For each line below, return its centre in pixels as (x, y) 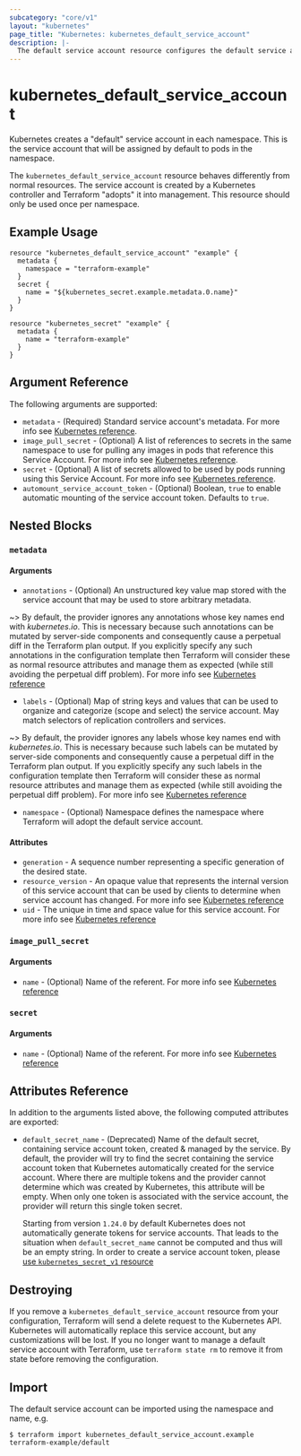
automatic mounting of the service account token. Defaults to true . (146, 498)
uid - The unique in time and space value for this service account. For (151, 910)
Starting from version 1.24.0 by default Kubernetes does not (134, 1224)
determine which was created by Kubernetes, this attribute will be (143, 1187)
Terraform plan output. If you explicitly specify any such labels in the (136, 767)
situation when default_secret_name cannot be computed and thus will (152, 1243)
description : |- (39, 43)
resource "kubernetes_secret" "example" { (90, 324)
